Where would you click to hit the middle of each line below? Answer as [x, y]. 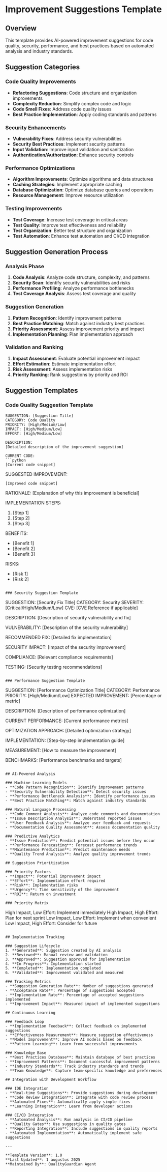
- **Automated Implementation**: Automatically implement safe [74, 1133]
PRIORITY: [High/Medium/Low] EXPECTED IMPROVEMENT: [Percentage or [84, 696]
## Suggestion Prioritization [37, 863]
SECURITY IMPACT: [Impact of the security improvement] [65, 647]
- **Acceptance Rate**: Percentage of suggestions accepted [70, 991]
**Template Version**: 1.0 [34, 1155]
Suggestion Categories [43, 67]
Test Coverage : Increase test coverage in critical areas [70, 219]
